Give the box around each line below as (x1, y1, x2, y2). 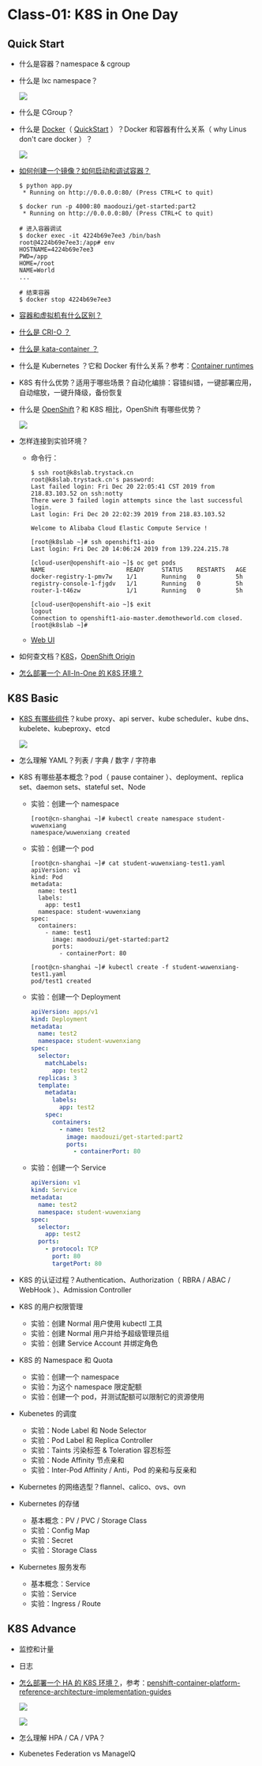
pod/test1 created (30, 976, 92, 985)
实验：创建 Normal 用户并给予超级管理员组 (30, 1328, 170, 1338)
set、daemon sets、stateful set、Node (18, 782, 146, 791)
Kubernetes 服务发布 (18, 1562, 87, 1571)
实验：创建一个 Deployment (30, 991, 122, 1001)
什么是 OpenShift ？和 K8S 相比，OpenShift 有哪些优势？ (18, 405, 202, 413)
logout (30, 607, 53, 615)
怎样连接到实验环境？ (18, 436, 88, 445)
